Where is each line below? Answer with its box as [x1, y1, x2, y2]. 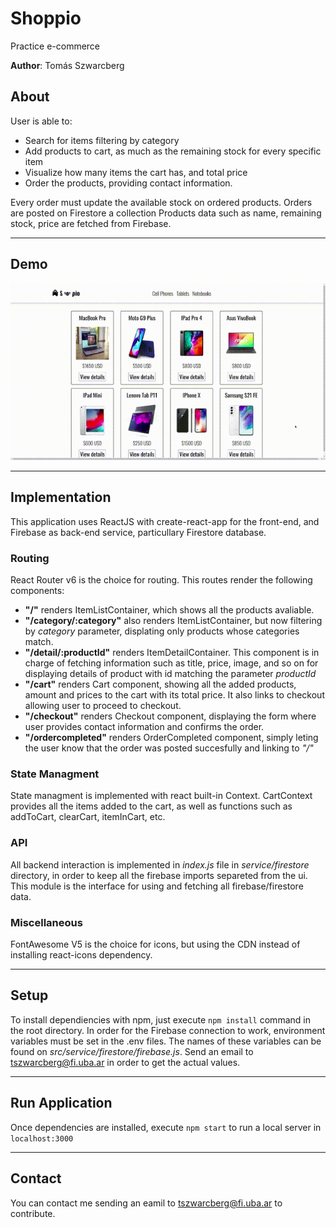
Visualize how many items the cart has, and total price [24, 166, 248, 178]
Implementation [10, 489, 112, 506]
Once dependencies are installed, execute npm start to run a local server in [10, 1121, 322, 1133]
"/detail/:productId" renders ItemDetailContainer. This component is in [24, 647, 320, 659]
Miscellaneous [10, 915, 83, 929]
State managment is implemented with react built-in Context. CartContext [10, 790, 313, 802]
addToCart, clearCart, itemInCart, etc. [10, 811, 166, 823]
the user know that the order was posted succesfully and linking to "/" [24, 742, 314, 754]
